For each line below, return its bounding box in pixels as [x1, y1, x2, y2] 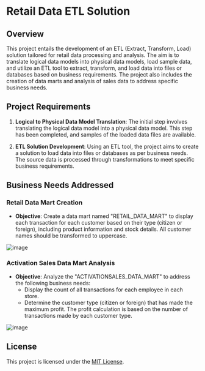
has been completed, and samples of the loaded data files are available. [15, 130, 196, 138]
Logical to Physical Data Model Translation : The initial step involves [15, 118, 188, 125]
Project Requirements [6, 102, 91, 112]
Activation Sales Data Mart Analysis [6, 259, 115, 268]
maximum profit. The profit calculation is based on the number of [24, 305, 188, 313]
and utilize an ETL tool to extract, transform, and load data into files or [6, 64, 182, 72]
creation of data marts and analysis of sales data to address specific [6, 78, 178, 84]
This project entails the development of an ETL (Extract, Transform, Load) [6, 45, 192, 52]
